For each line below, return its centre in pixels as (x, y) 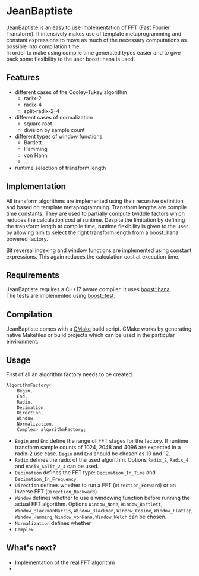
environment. (22, 341)
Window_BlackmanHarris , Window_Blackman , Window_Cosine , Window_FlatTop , (104, 510)
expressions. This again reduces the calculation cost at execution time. (93, 256)
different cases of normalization (54, 117)
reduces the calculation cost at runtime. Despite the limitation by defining (96, 220)
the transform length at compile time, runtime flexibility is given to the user (97, 226)
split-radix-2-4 (42, 111)
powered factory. (27, 238)
